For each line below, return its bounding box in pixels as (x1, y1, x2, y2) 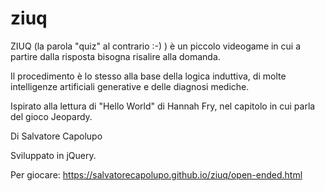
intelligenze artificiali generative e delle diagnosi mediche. (10, 80, 250, 92)
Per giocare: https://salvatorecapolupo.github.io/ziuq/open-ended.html (10, 168, 303, 181)
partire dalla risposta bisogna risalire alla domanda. (10, 50, 221, 62)
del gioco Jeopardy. (10, 110, 93, 122)
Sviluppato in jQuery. (10, 149, 97, 161)
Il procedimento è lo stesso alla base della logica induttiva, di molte (10, 70, 287, 82)
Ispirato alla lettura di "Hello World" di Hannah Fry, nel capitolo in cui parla (10, 100, 316, 112)
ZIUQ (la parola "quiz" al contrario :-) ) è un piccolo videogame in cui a (10, 40, 302, 52)
